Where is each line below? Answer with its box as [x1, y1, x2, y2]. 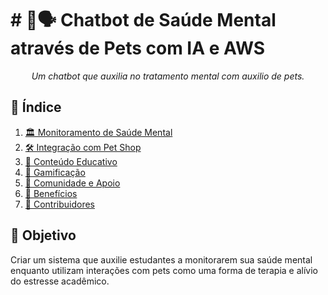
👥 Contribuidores [24, 198, 95, 210]
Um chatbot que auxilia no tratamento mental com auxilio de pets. [31, 70, 305, 82]
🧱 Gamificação [24, 166, 86, 178]
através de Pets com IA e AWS [10, 37, 266, 60]
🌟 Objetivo [10, 227, 77, 244]
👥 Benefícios [24, 187, 78, 199]
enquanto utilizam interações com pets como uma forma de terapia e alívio [10, 264, 319, 276]
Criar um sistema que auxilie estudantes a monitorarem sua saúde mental [10, 253, 313, 266]
